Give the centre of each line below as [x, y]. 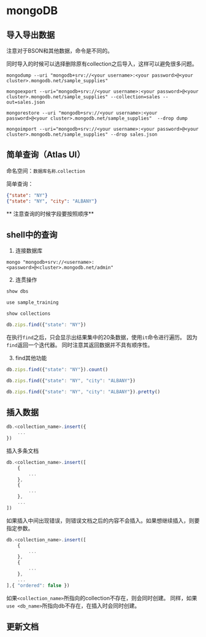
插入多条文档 [22, 450]
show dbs [17, 291]
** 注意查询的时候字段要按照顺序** [50, 214]
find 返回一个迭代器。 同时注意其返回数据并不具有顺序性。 [80, 345]
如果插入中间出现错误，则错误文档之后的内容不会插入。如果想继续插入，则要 [103, 520]
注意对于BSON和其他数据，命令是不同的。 [60, 51]
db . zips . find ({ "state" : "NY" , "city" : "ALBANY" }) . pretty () [83, 392]
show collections [29, 314]
